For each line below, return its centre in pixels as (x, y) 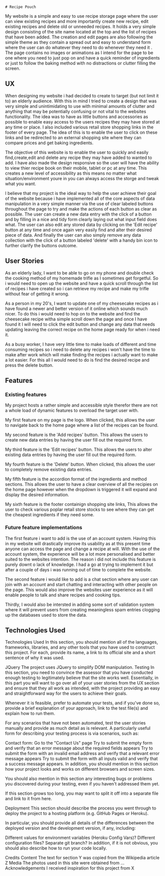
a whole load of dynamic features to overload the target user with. (72, 410)
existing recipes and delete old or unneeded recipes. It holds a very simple (81, 27)
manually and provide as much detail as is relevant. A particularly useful (78, 728)
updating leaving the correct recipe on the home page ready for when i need (82, 329)
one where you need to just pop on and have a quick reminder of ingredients (82, 58)
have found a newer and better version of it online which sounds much (77, 309)
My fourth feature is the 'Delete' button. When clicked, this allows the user (80, 464)
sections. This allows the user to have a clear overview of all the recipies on (82, 484)
